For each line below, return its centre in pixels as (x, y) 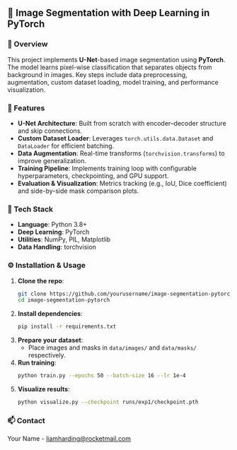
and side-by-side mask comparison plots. (78, 191)
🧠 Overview (28, 45)
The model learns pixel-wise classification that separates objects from (110, 67)
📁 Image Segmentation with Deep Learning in (109, 13)
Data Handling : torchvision (57, 247)
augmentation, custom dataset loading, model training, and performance (113, 82)
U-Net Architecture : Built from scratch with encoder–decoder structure (122, 123)
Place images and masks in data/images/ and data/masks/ (112, 348)
